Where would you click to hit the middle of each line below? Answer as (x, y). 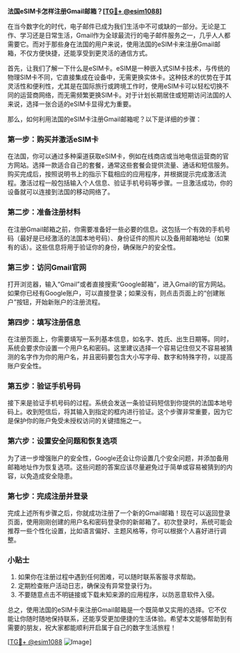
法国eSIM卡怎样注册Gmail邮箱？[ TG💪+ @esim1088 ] (85, 11)
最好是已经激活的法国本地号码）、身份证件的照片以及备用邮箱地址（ (118, 238)
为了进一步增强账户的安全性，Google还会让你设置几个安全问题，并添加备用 (118, 458)
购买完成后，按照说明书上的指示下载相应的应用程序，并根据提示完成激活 (114, 174)
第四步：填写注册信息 (44, 322)
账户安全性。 (26, 366)
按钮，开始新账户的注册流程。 (61, 302)
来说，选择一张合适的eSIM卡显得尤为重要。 (71, 104)
